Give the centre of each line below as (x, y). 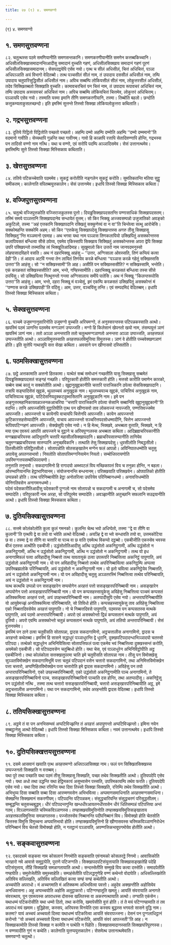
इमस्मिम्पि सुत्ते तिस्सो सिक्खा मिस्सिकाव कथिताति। (45, 150)
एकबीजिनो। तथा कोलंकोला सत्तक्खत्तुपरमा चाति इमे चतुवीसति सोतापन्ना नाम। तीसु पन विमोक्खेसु (81, 655)
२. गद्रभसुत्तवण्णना (26, 120)
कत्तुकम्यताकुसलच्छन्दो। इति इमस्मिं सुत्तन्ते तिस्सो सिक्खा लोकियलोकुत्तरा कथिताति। (72, 104)
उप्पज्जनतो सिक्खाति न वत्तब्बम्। (31, 770)
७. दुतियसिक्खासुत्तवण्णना (35, 516)
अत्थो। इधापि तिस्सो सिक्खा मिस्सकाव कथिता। (43, 500)
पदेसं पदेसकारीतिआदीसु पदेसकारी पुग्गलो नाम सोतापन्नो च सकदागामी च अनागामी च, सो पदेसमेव (80, 488)
